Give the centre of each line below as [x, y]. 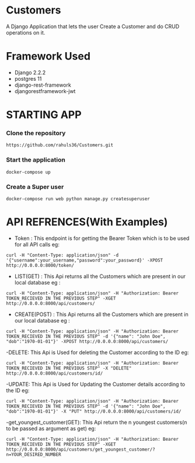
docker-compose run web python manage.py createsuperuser [78, 199]
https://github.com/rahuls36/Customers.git [60, 145]
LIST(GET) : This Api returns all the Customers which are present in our [100, 276]
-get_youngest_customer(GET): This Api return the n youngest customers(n [97, 422]
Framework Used [48, 56]
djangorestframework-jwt [45, 91]
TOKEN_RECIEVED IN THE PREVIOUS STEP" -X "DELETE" [69, 368]
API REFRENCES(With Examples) [87, 222]
